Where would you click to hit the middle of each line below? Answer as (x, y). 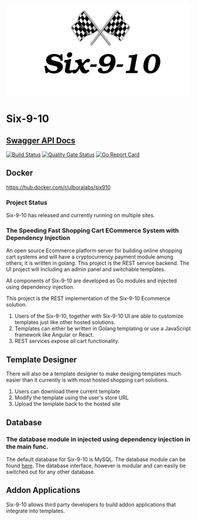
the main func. (27, 446)
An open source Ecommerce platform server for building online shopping (94, 251)
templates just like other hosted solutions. (65, 322)
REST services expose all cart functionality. (67, 341)
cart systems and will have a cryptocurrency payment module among (90, 257)
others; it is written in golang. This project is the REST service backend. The (98, 263)
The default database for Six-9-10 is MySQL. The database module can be (96, 459)
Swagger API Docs (41, 140)
